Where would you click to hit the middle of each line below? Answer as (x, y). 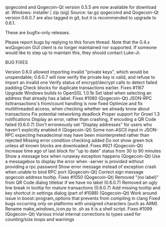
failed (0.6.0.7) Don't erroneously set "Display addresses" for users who (79, 124)
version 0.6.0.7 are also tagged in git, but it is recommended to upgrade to (81, 18)
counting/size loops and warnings (40, 219)
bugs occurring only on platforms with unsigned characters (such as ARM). (82, 203)
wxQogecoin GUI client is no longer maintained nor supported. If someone (81, 47)
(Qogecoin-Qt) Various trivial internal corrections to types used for (73, 214)
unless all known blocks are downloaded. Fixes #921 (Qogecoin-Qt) (74, 145)
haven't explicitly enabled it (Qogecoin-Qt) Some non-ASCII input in (74, 130)
